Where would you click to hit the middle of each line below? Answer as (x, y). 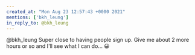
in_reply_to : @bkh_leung (37, 23)
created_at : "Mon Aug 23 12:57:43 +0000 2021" (66, 12)
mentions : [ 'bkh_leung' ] (37, 17)
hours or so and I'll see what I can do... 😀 (58, 46)
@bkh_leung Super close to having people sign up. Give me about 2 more (98, 40)
